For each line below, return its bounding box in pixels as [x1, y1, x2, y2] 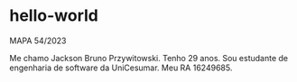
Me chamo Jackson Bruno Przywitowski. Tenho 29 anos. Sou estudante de [9, 52, 289, 63]
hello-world [9, 5, 99, 26]
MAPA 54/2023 [9, 35, 67, 46]
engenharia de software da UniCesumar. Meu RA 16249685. [9, 62, 233, 73]
